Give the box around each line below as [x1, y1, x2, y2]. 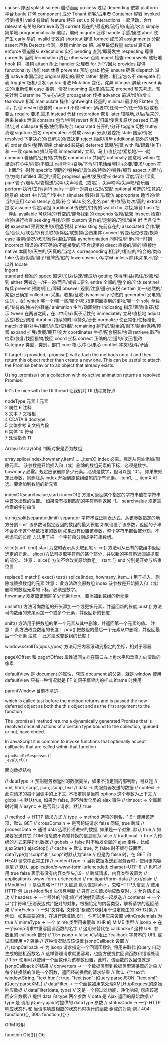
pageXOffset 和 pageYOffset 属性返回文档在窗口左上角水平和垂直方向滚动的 [5, 654, 161, 660]
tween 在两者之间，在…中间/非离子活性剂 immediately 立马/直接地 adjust [10, 310, 161, 316]
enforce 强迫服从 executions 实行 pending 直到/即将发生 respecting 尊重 [5, 48, 154, 54]
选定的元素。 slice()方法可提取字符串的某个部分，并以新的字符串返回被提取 [5, 551, 159, 557]
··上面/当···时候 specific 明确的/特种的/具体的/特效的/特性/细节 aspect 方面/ [5, 167, 158, 173]
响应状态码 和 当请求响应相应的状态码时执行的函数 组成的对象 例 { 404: [5, 1006, 151, 1012]
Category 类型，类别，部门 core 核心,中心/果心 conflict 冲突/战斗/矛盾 [5, 342, 149, 347]
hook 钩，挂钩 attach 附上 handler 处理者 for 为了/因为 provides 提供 [5, 61, 146, 67]
